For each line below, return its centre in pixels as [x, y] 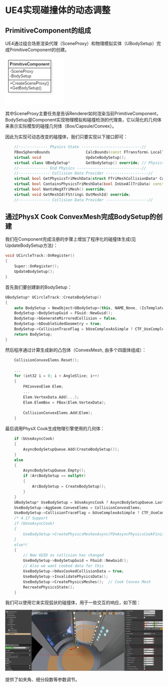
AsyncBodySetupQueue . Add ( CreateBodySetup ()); [71, 449]
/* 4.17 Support [31, 518]
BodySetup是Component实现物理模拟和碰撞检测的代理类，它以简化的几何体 [83, 120]
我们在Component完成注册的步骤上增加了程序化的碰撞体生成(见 [71, 239]
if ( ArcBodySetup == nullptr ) [54, 476]
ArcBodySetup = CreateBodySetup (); [69, 486]
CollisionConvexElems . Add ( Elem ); [58, 413]
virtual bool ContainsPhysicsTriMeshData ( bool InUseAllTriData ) [82, 184]
